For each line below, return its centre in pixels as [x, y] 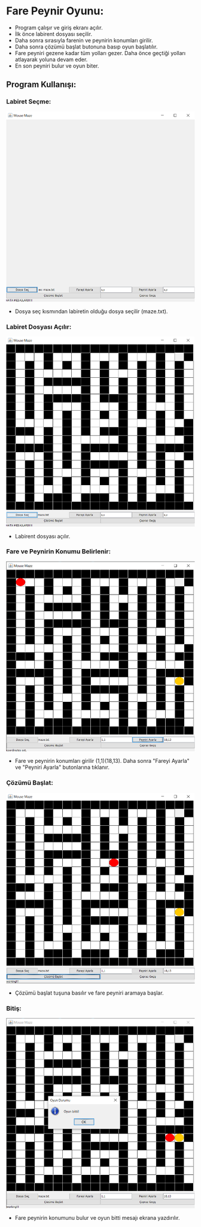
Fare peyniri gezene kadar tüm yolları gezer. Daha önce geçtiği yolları [100, 53]
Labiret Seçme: [29, 102]
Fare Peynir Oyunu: [55, 11]
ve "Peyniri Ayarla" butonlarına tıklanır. [62, 767]
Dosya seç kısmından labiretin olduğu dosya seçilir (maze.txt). [91, 311]
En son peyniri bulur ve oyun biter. [57, 66]
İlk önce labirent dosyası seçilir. [54, 34]
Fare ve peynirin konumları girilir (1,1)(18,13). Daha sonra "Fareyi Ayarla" [102, 761]
